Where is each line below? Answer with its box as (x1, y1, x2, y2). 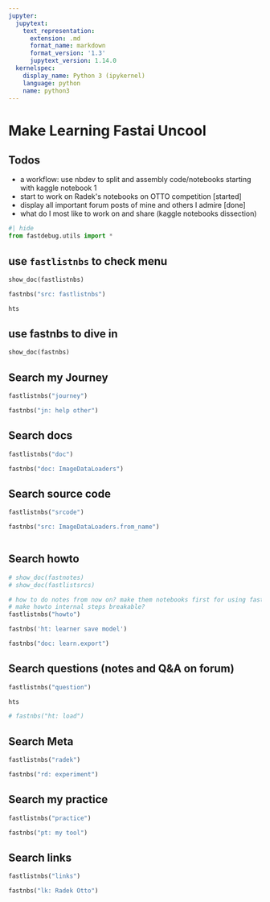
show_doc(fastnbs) (8, 348, 70, 357)
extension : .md (29, 34, 81, 43)
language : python (22, 79, 81, 87)
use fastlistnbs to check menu (8, 254, 168, 268)
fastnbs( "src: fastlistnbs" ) (8, 290, 106, 298)
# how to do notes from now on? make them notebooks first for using (8, 595, 247, 604)
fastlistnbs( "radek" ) (8, 756, 81, 764)
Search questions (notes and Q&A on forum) (8, 662, 235, 676)
